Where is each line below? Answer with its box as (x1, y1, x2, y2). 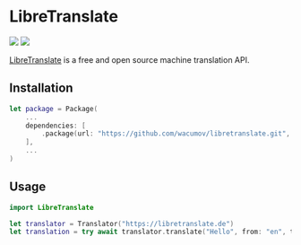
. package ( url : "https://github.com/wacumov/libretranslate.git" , (41, 129, 291, 138)
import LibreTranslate (9, 203, 94, 212)
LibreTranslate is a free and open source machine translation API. (9, 54, 250, 65)
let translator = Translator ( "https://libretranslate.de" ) (9, 219, 235, 228)
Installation (9, 81, 73, 96)
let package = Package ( (9, 104, 99, 113)
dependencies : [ (25, 121, 87, 130)
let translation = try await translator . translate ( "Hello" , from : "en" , (9, 227, 287, 237)
